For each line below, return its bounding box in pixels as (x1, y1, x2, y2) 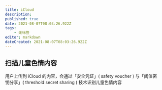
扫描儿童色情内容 (5, 59, 57, 67)
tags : (5, 26, 16, 31)
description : (5, 12, 32, 17)
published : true (5, 16, 38, 21)
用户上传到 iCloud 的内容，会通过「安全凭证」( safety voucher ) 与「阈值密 (5, 73, 157, 79)
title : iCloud (5, 7, 34, 12)
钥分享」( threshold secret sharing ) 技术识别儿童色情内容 (5, 79, 122, 85)
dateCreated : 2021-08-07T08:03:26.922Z (5, 40, 87, 45)
